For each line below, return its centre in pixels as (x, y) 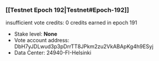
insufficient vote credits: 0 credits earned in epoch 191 (71, 23)
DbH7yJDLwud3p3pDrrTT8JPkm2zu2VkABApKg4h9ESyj (84, 46)
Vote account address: (42, 40)
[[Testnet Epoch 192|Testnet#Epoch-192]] (67, 10)
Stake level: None (35, 34)
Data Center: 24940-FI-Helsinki (53, 53)
